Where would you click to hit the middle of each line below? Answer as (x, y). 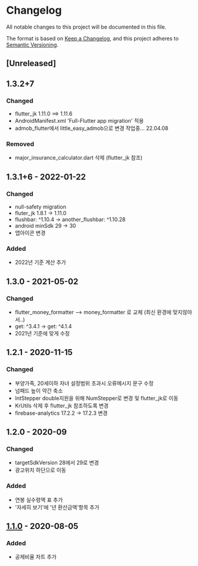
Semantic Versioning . (32, 45)
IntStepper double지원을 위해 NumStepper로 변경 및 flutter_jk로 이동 (97, 398)
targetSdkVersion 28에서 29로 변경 (57, 463)
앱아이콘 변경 (30, 233)
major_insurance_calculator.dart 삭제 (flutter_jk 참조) (79, 158)
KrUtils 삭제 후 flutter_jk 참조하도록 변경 (62, 405)
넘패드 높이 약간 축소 (39, 390)
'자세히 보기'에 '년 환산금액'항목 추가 (57, 507)
